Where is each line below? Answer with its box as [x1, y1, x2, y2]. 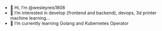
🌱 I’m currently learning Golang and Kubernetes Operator [10, 20, 129, 26]
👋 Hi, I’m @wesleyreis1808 [10, 5, 66, 10]
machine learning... [10, 15, 50, 21]
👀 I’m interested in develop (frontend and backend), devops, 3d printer [10, 10, 157, 16]
